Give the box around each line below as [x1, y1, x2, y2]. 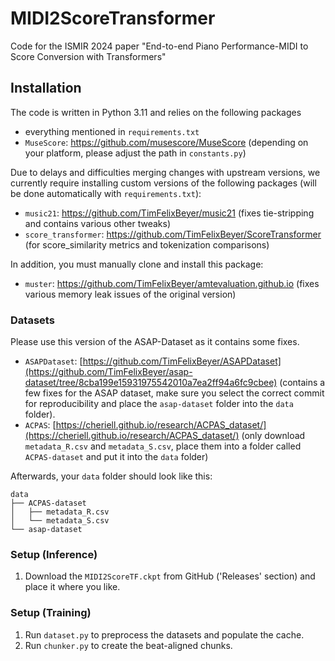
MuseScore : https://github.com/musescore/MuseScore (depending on [24, 136, 309, 148]
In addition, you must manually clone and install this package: [10, 258, 264, 270]
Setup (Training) [10, 606, 92, 620]
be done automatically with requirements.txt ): [10, 187, 202, 199]
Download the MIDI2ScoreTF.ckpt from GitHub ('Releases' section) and [24, 570, 316, 582]
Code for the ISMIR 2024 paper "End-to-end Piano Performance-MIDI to [10, 40, 309, 52]
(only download [241, 430, 306, 442]
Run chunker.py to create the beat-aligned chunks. [24, 639, 233, 651]
